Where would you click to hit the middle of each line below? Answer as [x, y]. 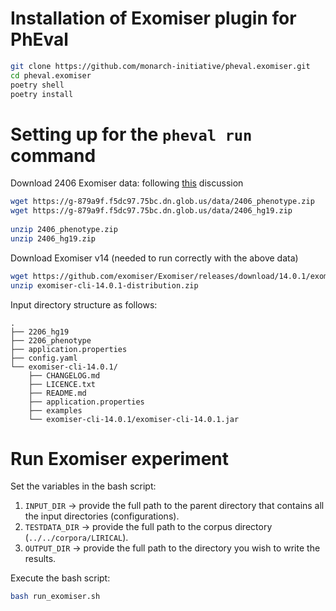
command [53, 155]
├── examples [55, 410]
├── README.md [57, 393]
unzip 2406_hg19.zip [53, 238]
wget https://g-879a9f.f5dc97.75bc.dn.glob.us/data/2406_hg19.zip [151, 211]
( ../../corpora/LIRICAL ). [76, 538]
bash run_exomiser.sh [55, 597]
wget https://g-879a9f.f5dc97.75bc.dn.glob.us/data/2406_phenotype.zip [162, 202]
